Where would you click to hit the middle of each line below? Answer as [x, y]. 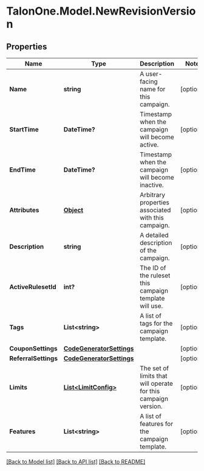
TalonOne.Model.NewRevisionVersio [101, 11]
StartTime [24, 129]
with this [151, 218]
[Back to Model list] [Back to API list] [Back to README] [76, 462]
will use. [151, 306]
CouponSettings [33, 348]
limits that [154, 376]
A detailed [154, 235]
